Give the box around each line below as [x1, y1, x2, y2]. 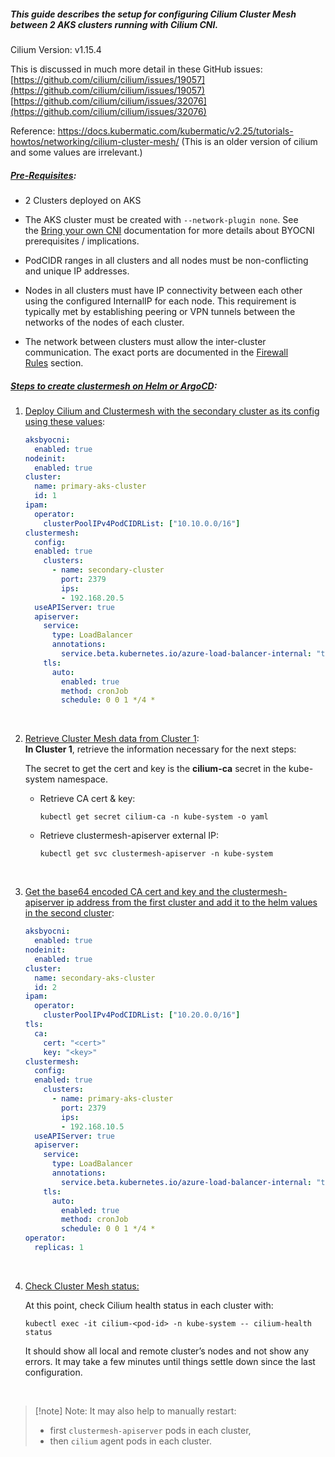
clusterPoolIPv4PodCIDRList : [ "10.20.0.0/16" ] [43, 1010, 241, 1020]
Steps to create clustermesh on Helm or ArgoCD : [10, 380, 218, 392]
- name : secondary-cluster [51, 565, 165, 575]
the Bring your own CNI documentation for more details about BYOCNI [24, 224, 315, 236]
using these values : [24, 415, 106, 427]
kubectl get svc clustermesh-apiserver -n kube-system [39, 849, 273, 859]
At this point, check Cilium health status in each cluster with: [24, 1299, 274, 1311]
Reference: [10, 125, 56, 137]
